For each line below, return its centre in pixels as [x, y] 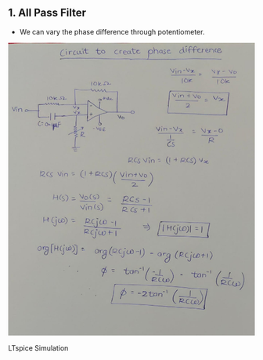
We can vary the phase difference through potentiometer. [112, 31]
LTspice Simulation [38, 348]
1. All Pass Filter [47, 13]
